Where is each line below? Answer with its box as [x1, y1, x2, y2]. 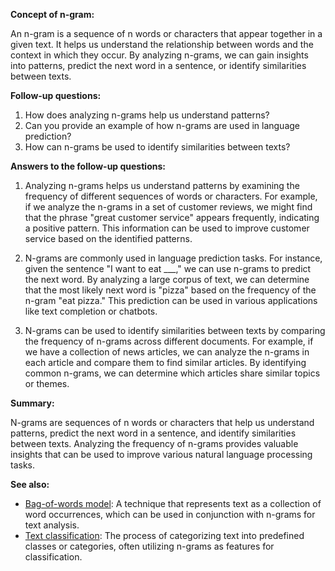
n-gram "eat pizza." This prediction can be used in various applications [24, 295, 318, 306]
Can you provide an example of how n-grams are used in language [24, 120, 300, 131]
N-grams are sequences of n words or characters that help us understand [10, 417, 315, 428]
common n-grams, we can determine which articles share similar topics [24, 367, 321, 379]
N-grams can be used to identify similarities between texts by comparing [24, 325, 326, 336]
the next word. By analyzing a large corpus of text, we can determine [24, 274, 310, 285]
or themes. [24, 378, 70, 389]
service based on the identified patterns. [24, 233, 193, 244]
